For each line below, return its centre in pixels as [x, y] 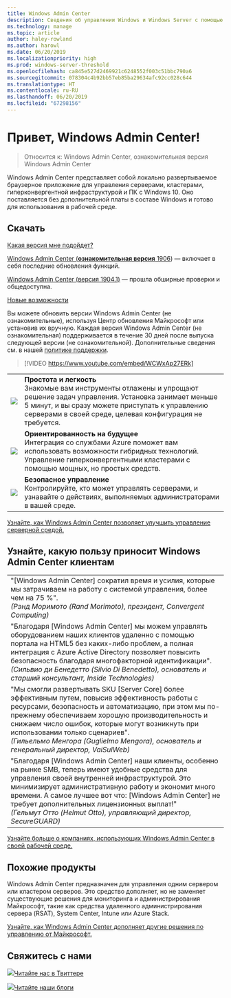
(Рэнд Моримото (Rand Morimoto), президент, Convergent [108, 607]
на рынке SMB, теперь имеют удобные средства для [99, 770]
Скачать [26, 228]
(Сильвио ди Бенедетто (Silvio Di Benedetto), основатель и [109, 669]
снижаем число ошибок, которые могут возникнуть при [105, 724]
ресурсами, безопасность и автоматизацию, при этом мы [108, 707]
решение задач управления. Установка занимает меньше [121, 396]
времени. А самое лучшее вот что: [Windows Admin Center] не [115, 796]
